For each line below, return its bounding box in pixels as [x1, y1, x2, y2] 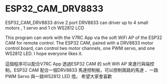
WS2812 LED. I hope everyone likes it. [5, 50, 83, 56]
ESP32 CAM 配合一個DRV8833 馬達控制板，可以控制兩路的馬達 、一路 [13, 67, 159, 73]
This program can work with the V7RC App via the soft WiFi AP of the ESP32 [5, 34, 163, 40]
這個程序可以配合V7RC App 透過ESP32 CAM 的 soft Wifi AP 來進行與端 [5, 60, 151, 66]
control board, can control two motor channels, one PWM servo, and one [5, 45, 155, 51]
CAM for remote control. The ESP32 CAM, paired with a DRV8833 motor [5, 39, 154, 45]
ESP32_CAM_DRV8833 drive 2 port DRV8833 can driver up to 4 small [5, 19, 149, 25]
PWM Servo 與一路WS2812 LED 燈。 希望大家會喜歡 [5, 73, 112, 79]
